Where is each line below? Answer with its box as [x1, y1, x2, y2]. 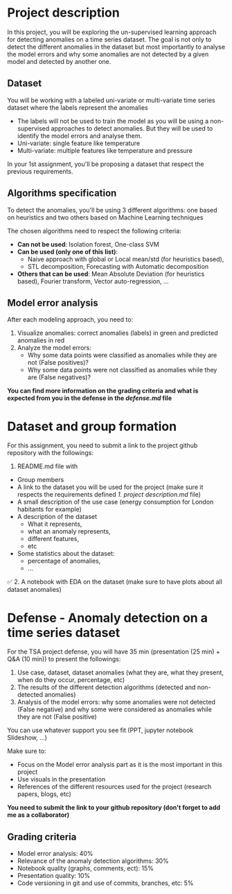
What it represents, [27, 520, 82, 529]
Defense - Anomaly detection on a [7, 610, 208, 626]
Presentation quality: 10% [17, 872, 91, 880]
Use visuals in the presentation [17, 775, 106, 784]
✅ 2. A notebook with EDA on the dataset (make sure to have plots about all [7, 578, 223, 586]
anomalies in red [17, 336, 65, 345]
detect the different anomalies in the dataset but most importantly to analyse [7, 42, 226, 51]
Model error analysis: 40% [17, 850, 93, 858]
